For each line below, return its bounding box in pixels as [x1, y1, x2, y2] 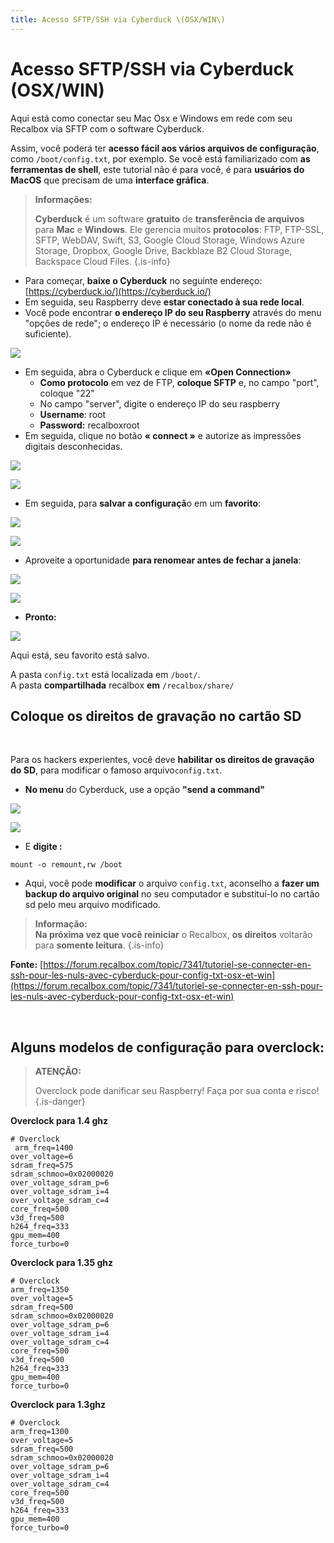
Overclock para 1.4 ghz [10, 1115, 109, 1127]
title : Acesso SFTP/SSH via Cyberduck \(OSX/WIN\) [10, 14, 226, 25]
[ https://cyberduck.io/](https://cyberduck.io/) [24, 285, 212, 297]
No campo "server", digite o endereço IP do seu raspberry [39, 397, 281, 410]
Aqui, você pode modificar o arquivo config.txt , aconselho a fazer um [24, 877, 320, 890]
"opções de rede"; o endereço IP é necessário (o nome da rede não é [24, 317, 312, 329]
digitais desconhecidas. [24, 440, 123, 452]
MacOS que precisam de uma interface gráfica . [10, 174, 210, 186]
